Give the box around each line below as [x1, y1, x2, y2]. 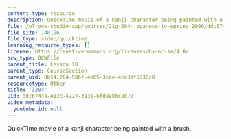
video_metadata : [7, 99, 54, 106]
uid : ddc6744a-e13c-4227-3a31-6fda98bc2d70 [7, 93, 134, 100]
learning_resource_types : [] [7, 42, 91, 49]
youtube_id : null [13, 105, 63, 112]
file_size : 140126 [7, 29, 60, 36]
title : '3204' [7, 86, 48, 93]
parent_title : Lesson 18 [7, 61, 78, 68]
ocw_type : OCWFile [7, 55, 60, 62]
